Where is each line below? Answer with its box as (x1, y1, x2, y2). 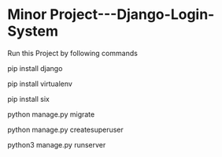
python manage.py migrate (7, 109, 95, 119)
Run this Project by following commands (7, 48, 139, 58)
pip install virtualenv (7, 79, 72, 88)
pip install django (7, 63, 63, 73)
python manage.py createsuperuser (7, 125, 124, 134)
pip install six (7, 94, 50, 103)
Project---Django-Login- (50, 6, 215, 24)
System (7, 22, 59, 40)
